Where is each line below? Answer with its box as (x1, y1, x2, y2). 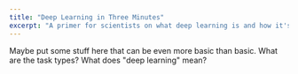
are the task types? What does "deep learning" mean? (9, 55, 207, 65)
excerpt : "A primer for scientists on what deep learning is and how (9, 21, 272, 30)
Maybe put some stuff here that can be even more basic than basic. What (9, 45, 278, 55)
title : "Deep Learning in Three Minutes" (9, 12, 165, 22)
